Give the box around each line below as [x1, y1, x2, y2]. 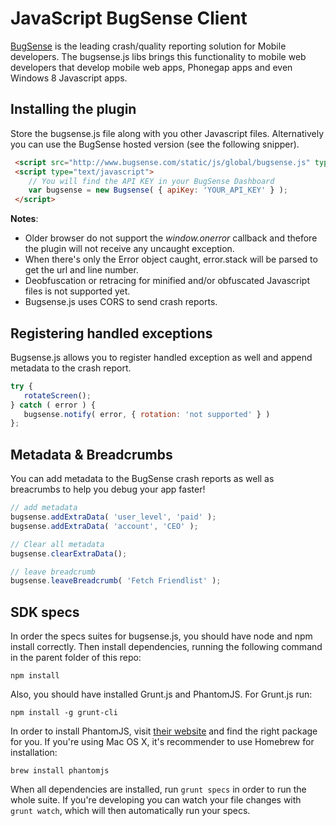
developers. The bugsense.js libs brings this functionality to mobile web [10, 50, 307, 62]
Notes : [10, 213, 39, 225]
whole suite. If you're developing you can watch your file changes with [10, 794, 302, 806]
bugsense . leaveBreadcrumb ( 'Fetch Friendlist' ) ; [10, 576, 222, 586]
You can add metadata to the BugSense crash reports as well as [10, 473, 275, 485]
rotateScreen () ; [23, 390, 92, 401]
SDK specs [10, 603, 80, 621]
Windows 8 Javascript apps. [10, 72, 128, 84]
